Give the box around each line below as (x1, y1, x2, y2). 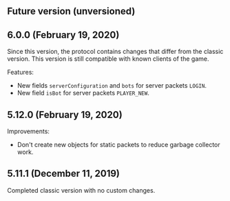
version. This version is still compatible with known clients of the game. (7, 55, 209, 63)
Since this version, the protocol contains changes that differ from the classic (7, 48, 224, 56)
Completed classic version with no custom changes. (7, 186, 156, 194)
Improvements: (7, 127, 50, 135)
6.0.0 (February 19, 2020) (7, 29, 120, 41)
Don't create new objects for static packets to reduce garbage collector (17, 141, 220, 149)
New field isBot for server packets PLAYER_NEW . (17, 89, 149, 97)
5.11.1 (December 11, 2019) (7, 168, 121, 180)
